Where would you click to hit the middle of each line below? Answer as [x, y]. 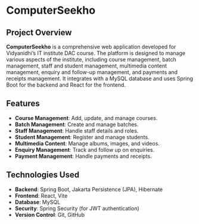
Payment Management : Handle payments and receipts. [83, 156]
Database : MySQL [38, 202]
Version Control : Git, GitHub [50, 214]
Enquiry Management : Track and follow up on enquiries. [85, 149]
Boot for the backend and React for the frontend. [66, 85]
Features [23, 104]
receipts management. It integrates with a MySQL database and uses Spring [100, 79]
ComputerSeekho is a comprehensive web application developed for [91, 47]
